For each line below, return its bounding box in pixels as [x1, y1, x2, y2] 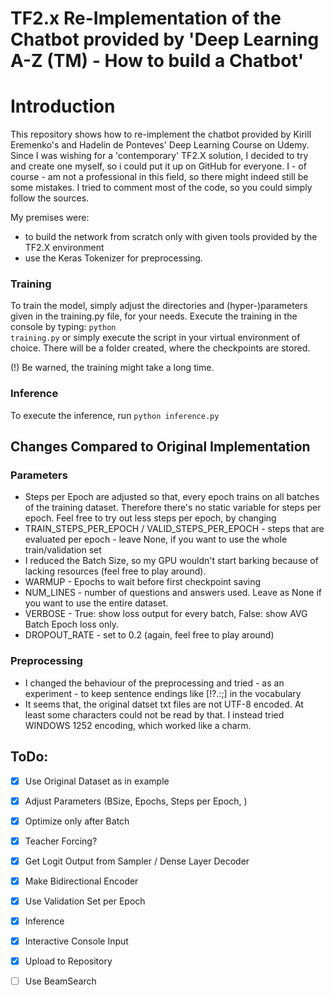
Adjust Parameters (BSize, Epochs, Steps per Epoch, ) [24, 795, 248, 807]
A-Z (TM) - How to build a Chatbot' [10, 50, 305, 72]
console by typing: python [10, 321, 117, 333]
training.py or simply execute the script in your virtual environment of [10, 332, 301, 344]
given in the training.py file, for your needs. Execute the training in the [10, 310, 298, 322]
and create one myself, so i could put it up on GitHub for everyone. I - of [10, 160, 307, 172]
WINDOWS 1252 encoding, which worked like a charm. [24, 719, 252, 731]
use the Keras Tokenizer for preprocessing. [24, 252, 203, 264]
